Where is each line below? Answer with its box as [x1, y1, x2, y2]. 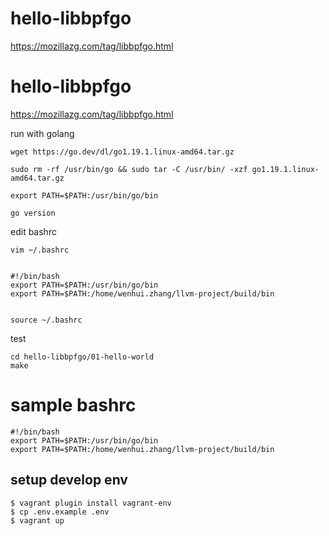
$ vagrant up [10, 515, 65, 526]
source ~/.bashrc [10, 315, 83, 325]
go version [10, 208, 56, 218]
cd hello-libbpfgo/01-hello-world [10, 352, 155, 362]
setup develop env [10, 472, 128, 489]
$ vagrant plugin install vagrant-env [10, 498, 172, 508]
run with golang [10, 127, 75, 139]
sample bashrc [10, 394, 137, 417]
